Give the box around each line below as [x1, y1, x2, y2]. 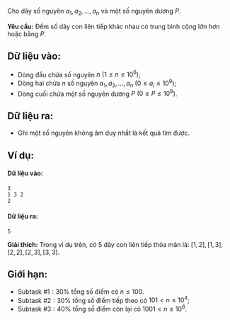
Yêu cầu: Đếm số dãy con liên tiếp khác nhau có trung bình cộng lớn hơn [7, 22, 220, 31]
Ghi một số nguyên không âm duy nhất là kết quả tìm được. [17, 128, 190, 138]
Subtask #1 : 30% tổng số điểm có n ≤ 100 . [17, 287, 144, 296]
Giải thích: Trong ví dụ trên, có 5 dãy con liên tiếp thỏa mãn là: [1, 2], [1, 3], [7, 240, 224, 248]
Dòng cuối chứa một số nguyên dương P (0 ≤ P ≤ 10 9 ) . [17, 88, 178, 98]
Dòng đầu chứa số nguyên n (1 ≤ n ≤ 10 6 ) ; [17, 69, 141, 79]
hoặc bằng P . [7, 29, 46, 38]
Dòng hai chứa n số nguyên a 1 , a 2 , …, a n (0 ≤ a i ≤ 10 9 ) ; [17, 78, 177, 89]
